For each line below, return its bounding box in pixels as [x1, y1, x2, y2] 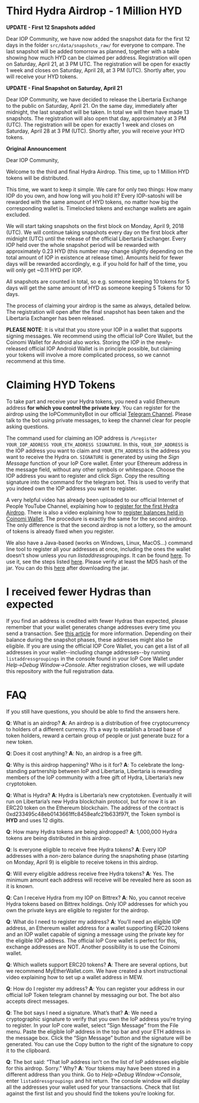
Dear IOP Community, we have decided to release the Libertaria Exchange [6, 96, 187, 103]
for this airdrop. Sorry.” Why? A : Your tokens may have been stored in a [6, 1065, 181, 1072]
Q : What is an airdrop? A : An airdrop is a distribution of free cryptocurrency [6, 719, 190, 726]
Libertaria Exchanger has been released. [6, 314, 105, 321]
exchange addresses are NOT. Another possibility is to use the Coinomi [6, 943, 180, 950]
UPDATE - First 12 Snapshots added [6, 24, 96, 31]
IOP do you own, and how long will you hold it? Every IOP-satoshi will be [6, 192, 182, 199]
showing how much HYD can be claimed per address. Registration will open [6, 54, 191, 61]
